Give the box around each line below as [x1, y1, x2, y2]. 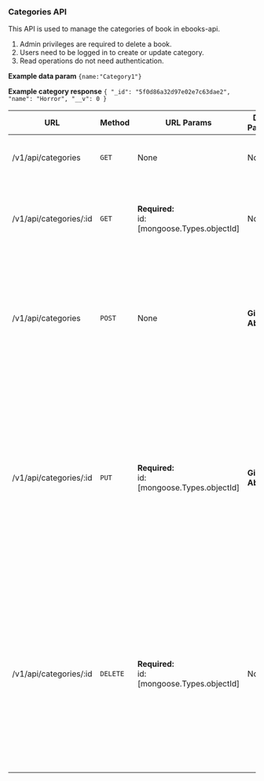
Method [99, 117, 130, 128]
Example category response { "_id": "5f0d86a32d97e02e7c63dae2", [8, 87, 231, 96]
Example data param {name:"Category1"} [8, 72, 142, 81]
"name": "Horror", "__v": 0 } [8, 95, 108, 103]
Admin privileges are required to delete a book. [19, 39, 172, 49]
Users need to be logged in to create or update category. [19, 48, 204, 58]
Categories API [8, 6, 67, 17]
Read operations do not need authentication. [19, 56, 164, 65]
